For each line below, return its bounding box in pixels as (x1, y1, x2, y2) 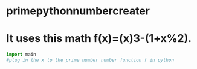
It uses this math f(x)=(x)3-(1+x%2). (6, 32, 192, 46)
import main (6, 52, 36, 58)
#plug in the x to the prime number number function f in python (6, 57, 174, 63)
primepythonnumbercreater (6, 4, 150, 18)
